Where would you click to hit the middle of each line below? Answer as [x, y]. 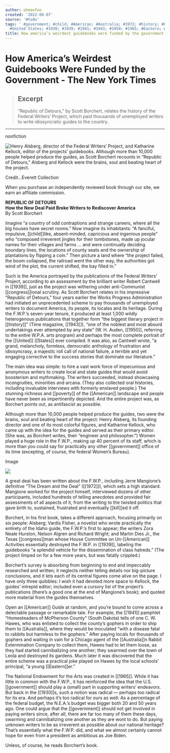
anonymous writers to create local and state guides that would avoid [76, 372]
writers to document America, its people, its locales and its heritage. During [84, 308]
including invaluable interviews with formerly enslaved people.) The [76, 388]
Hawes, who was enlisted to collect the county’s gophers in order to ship [81, 623]
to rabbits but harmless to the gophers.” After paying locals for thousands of [85, 634]
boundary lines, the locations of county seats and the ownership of [75, 250]
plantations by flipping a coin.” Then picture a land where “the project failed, [85, 255]
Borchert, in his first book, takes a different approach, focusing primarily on [84, 518]
